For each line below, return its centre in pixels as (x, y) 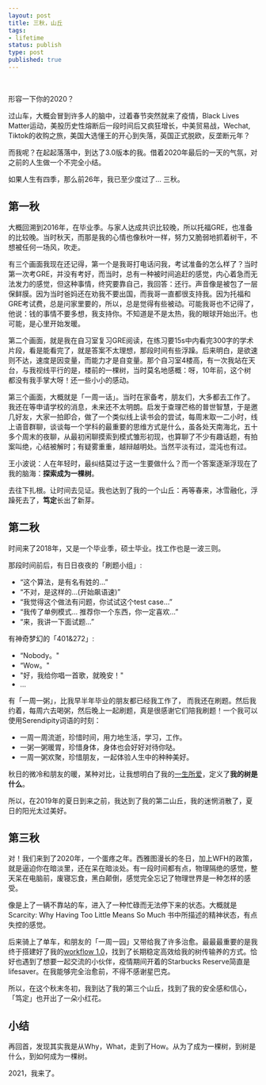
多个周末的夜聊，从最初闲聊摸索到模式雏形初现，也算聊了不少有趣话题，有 (129, 437)
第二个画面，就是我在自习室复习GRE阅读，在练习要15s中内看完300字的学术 (131, 340)
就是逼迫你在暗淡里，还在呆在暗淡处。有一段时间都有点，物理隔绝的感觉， (129, 868)
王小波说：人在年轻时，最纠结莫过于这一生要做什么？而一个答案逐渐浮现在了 (133, 463)
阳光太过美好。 (46, 810)
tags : (17, 30)
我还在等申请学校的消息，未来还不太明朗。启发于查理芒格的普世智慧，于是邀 (133, 406)
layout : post (30, 15)
